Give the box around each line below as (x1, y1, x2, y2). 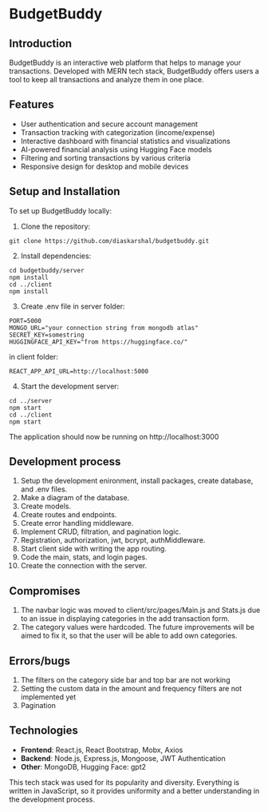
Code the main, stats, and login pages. (20, 552, 148, 562)
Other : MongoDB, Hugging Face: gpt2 (20, 762, 147, 771)
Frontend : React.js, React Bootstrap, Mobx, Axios (20, 745, 183, 754)
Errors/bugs (9, 654, 71, 667)
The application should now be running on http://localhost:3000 (9, 432, 219, 441)
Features (9, 98, 54, 112)
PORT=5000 (9, 316, 42, 324)
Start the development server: (20, 381, 120, 391)
